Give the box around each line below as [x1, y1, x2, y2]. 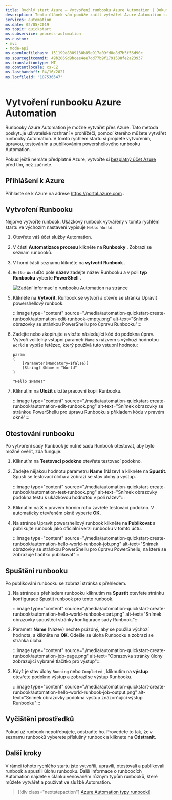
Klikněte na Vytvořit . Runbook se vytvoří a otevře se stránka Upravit [12, 295, 157, 301]
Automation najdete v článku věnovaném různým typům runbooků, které [5, 773, 158, 779]
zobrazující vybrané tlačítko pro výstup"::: [12, 658, 101, 664]
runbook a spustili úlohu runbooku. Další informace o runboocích [5, 768, 142, 774]
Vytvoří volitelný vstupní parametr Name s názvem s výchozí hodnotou [12, 337, 159, 343]
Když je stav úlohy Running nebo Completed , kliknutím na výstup [12, 668, 148, 675]
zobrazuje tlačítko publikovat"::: [12, 552, 79, 558]
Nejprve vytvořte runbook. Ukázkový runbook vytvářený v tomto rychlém [5, 219, 160, 225]
